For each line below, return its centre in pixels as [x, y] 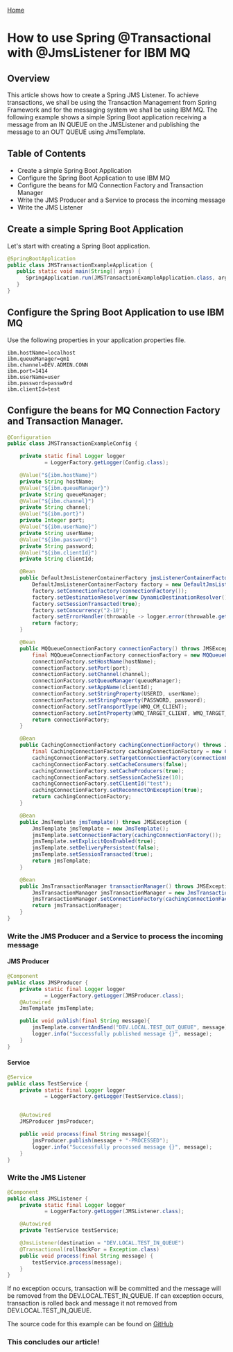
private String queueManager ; [63, 495]
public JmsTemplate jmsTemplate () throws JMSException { [104, 822]
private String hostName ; [57, 482]
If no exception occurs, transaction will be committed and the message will [114, 1288]
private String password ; [57, 546]
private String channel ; [55, 507]
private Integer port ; [52, 521]
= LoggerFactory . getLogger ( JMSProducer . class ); [114, 995]
